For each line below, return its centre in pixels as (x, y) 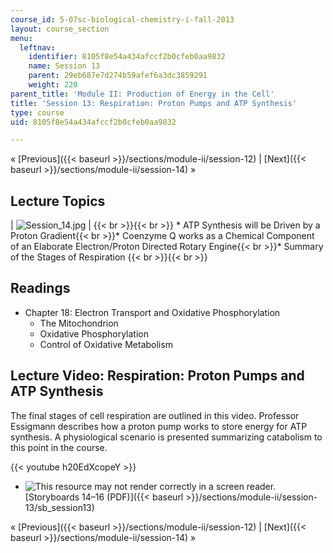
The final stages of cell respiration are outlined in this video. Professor (155, 415)
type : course (37, 112)
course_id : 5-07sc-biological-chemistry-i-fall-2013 (122, 19)
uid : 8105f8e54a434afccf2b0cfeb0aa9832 (93, 122)
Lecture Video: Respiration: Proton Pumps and (157, 376)
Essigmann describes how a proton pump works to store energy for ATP (159, 426)
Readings (40, 288)
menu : (21, 38)
